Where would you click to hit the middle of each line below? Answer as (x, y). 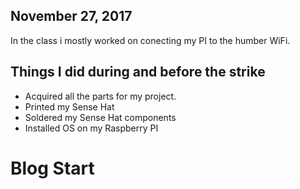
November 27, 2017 (71, 16)
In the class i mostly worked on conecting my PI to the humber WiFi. (150, 40)
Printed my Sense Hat (69, 106)
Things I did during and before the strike (138, 72)
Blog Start (52, 168)
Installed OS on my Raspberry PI (91, 128)
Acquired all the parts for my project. (100, 96)
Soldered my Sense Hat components (100, 117)
